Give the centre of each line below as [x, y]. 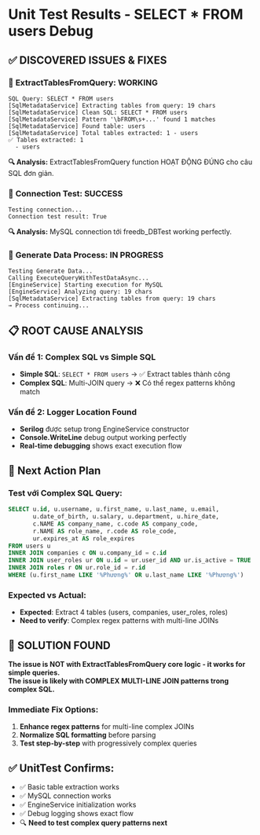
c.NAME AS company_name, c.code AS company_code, [115, 524]
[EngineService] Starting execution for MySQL [86, 285]
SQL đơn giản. [31, 173]
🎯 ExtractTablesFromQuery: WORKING [83, 82]
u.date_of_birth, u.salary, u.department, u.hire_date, [126, 517]
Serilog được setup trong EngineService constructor [104, 429]
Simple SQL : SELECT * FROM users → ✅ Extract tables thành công [125, 374]
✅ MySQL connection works [65, 796]
